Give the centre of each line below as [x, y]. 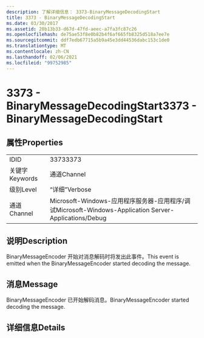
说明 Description [37, 241]
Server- [162, 210]
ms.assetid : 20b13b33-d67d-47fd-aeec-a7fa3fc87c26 [72, 29]
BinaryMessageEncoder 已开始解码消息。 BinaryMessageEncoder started [98, 300]
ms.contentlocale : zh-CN [38, 52]
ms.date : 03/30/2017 [32, 23]
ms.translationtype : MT [36, 46]
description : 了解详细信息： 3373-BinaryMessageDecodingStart [83, 12]
